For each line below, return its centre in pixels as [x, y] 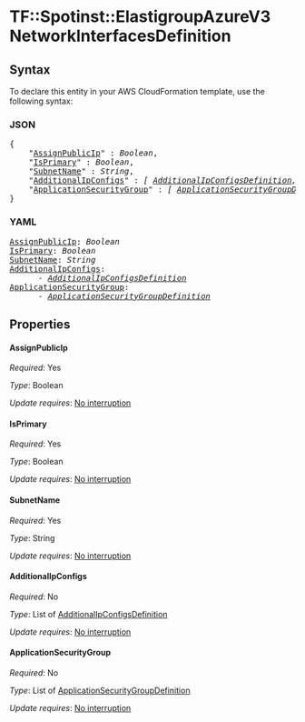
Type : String [32, 537]
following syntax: [41, 101]
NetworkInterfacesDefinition [120, 36]
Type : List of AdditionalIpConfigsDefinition [89, 614]
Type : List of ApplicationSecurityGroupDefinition [100, 690]
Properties [40, 324]
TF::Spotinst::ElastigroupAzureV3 [140, 17]
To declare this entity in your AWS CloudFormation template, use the [137, 91]
